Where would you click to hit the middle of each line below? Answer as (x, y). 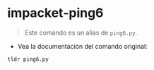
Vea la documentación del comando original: (82, 46)
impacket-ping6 (55, 13)
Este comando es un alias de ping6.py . (81, 33)
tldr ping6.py (28, 59)
